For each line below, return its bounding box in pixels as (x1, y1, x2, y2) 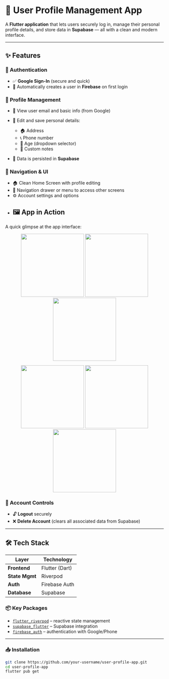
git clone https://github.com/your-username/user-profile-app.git (5, 659, 147, 665)
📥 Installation (5, 646, 40, 653)
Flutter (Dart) (41, 564, 72, 572)
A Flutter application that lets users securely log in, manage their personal (5, 21, 160, 27)
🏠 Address (20, 127, 44, 133)
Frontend (8, 564, 30, 572)
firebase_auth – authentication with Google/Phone (12, 629, 117, 635)
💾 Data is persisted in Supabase (12, 155, 79, 161)
